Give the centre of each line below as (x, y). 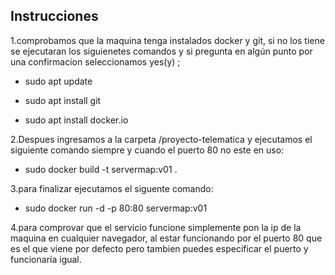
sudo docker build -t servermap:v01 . (101, 169)
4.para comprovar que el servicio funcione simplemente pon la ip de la (156, 227)
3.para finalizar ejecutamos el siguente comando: (112, 188)
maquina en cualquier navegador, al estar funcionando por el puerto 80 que (166, 238)
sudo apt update (58, 81)
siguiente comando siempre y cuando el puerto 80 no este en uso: (147, 150)
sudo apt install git (63, 100)
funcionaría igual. (46, 259)
